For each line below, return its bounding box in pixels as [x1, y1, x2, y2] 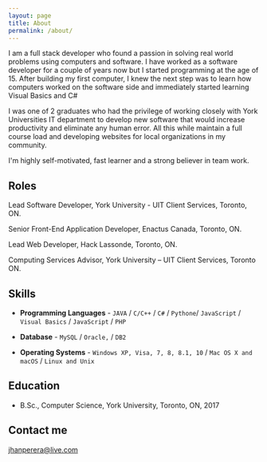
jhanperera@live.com [8, 444, 78, 454]
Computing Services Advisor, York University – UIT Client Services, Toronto [8, 255, 257, 265]
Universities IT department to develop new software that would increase [8, 115, 245, 125]
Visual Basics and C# [8, 91, 78, 101]
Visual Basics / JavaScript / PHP [19, 317, 126, 326]
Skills [8, 287, 36, 301]
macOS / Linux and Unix [19, 356, 95, 365]
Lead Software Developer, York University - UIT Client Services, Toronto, [8, 201, 247, 210]
